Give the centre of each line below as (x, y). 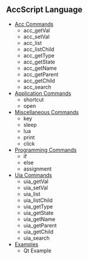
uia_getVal (36, 181)
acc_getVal (37, 30)
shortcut (33, 99)
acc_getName (40, 68)
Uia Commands (33, 175)
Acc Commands (34, 24)
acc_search (37, 87)
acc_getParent (41, 74)
